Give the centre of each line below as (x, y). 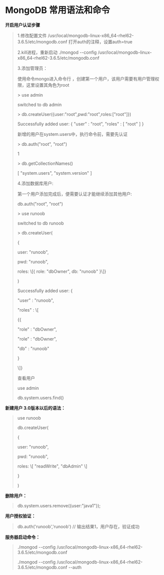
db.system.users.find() (41, 398)
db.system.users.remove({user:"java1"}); (59, 505)
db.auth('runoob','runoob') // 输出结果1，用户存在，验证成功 (79, 526)
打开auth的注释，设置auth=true (100, 42)
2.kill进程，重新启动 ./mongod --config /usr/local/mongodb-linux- (84, 52)
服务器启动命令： (23, 537)
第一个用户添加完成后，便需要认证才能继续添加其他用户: (75, 194)
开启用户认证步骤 (23, 25)
